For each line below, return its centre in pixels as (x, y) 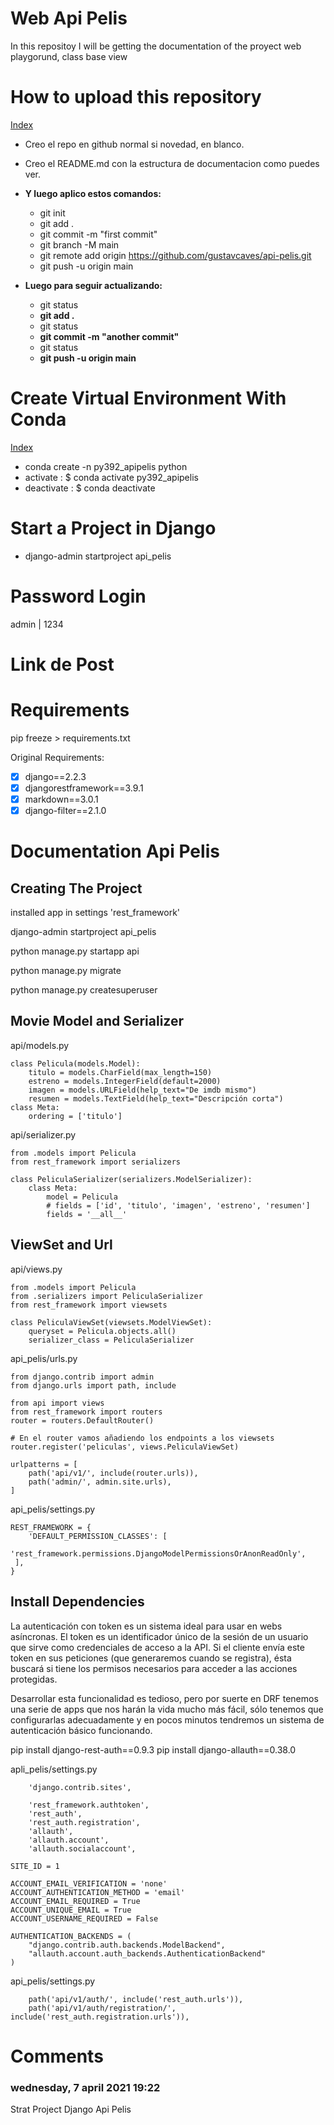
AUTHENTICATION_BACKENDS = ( (71, 1936)
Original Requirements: (57, 757)
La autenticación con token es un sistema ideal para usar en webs (146, 1626)
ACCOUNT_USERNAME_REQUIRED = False (84, 1918)
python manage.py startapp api (75, 951)
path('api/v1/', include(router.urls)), (113, 1473)
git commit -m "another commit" (109, 336)
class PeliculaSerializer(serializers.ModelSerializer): (131, 1179)
